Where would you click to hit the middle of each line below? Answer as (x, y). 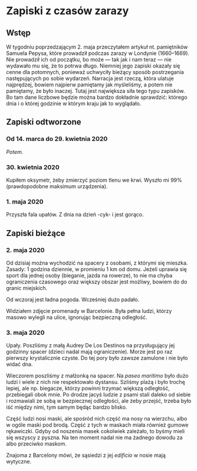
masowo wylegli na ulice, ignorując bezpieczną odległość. (77, 317)
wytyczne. (19, 462)
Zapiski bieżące (36, 233)
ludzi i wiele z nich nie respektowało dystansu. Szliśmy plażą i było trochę (96, 382)
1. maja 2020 (25, 201)
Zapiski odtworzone (44, 122)
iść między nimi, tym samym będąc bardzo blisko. (67, 407)
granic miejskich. (27, 288)
